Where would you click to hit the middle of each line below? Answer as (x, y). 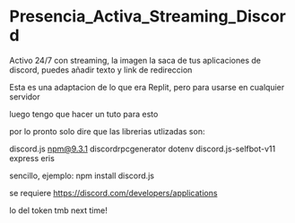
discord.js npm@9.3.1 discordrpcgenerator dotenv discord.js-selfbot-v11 (143, 149)
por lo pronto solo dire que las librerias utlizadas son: (107, 131)
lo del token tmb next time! (58, 210)
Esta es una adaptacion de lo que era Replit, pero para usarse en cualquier (147, 87)
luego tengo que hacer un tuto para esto (84, 114)
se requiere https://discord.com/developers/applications (113, 193)
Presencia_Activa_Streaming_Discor (148, 17)
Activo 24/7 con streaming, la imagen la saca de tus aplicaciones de (135, 60)
